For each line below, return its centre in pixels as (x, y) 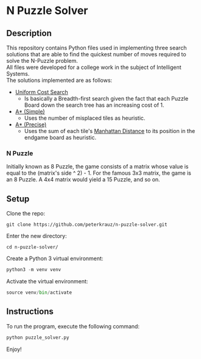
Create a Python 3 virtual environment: (55, 259)
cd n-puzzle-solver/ (33, 247)
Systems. (18, 74)
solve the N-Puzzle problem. (42, 61)
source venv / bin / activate (39, 292)
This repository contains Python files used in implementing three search (97, 48)
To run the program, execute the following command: (73, 326)
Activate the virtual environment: (47, 281)
